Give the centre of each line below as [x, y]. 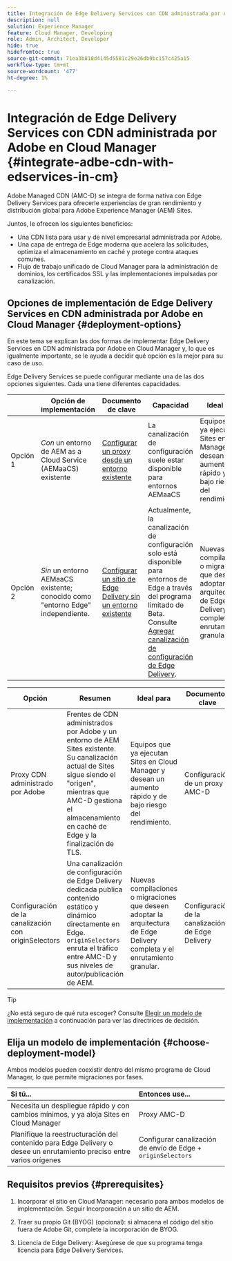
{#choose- [186, 1042]
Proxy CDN [29, 775]
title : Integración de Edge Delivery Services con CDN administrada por [114, 13]
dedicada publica [95, 889]
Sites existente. [91, 749]
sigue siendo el [91, 775]
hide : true [23, 46]
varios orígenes [36, 1159]
